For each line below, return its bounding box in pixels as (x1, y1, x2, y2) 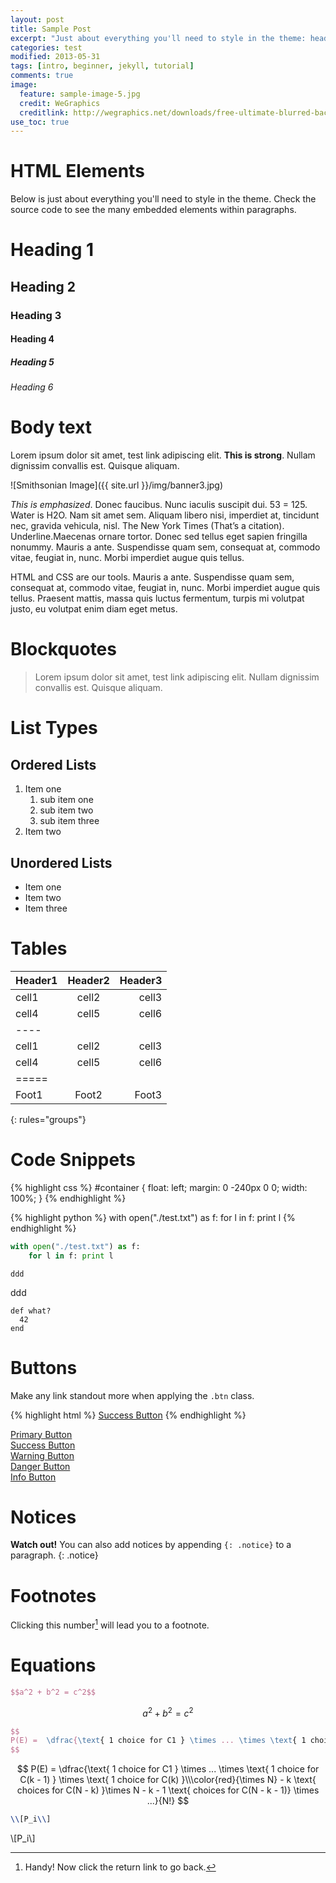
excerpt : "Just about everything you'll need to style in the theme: (10, 33, 307, 43)
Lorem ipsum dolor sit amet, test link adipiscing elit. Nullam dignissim (34, 671, 320, 683)
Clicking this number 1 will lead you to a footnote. (10, 1617, 210, 1631)
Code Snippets (10, 1149, 136, 1171)
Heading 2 (10, 278, 77, 295)
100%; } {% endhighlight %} (10, 1192, 127, 1204)
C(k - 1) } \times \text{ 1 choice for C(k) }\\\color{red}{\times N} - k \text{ (19, 1774, 317, 1786)
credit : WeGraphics (19, 98, 101, 108)
